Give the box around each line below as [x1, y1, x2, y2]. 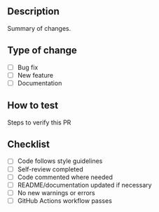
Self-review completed [17, 164, 83, 174]
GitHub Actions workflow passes [17, 196, 112, 205]
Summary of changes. [7, 24, 71, 32]
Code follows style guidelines [17, 157, 103, 165]
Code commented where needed [17, 173, 113, 181]
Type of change [7, 45, 77, 57]
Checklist [7, 139, 50, 150]
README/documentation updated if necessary [17, 181, 152, 189]
